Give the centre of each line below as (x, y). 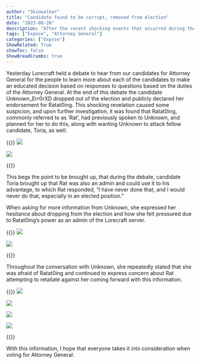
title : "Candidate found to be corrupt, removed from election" (87, 17)
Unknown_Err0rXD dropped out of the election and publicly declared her (95, 98)
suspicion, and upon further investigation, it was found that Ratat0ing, (92, 111)
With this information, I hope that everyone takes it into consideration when (98, 348)
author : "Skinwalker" (33, 12)
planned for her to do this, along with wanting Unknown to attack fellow (94, 124)
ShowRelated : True (29, 45)
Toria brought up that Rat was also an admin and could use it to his (88, 183)
